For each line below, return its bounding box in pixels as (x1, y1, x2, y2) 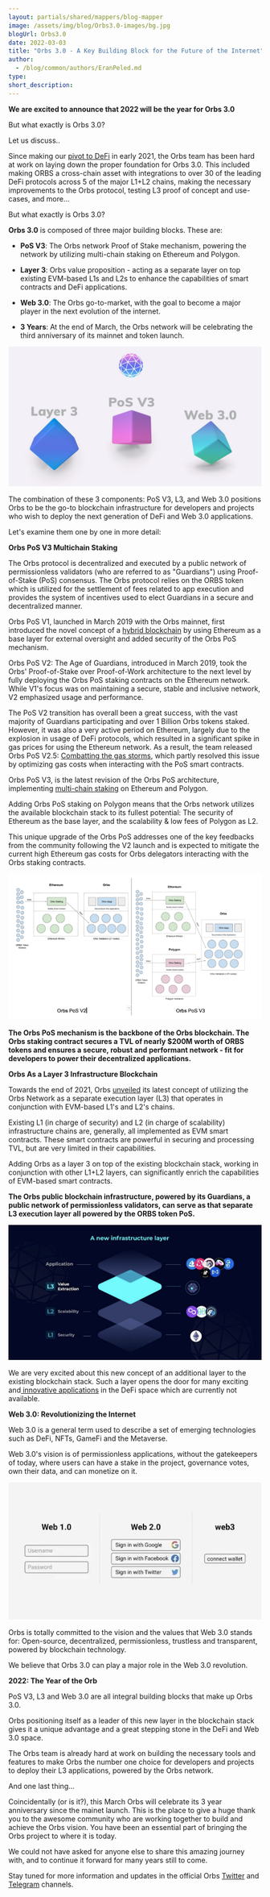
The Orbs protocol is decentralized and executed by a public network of (8, 559, 247, 568)
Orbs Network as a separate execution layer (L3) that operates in (8, 1093, 223, 1104)
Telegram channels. (8, 1879, 74, 1889)
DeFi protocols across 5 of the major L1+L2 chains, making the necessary (8, 177, 252, 186)
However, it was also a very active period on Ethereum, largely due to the (8, 726, 251, 735)
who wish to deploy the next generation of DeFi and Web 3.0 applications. (8, 512, 253, 522)
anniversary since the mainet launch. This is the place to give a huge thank (8, 1805, 256, 1815)
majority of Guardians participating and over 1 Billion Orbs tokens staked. (8, 717, 250, 726)
